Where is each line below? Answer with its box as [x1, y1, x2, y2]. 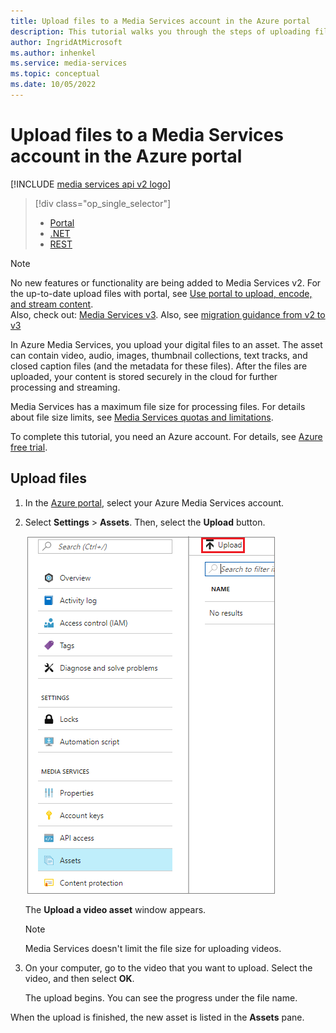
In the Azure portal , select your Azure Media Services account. [24, 496, 285, 509]
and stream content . [10, 298, 94, 310]
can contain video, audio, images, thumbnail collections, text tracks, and [10, 349, 308, 361]
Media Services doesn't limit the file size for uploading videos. [24, 942, 282, 954]
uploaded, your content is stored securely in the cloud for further [10, 370, 278, 382]
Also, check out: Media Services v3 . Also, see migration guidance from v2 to [10, 308, 326, 320]
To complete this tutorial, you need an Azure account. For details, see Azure [10, 430, 323, 442]
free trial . [10, 441, 48, 453]
